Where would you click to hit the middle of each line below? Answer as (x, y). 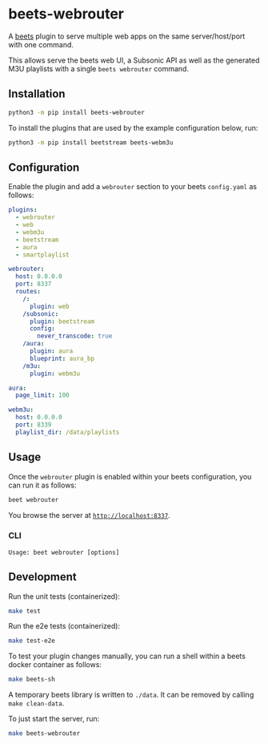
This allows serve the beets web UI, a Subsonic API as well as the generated (134, 60)
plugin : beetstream (62, 321)
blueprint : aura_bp (62, 358)
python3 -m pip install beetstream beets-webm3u (91, 142)
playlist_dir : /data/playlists (68, 432)
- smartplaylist (42, 255)
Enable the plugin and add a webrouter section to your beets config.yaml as (133, 187)
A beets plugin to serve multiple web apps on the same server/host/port (127, 36)
